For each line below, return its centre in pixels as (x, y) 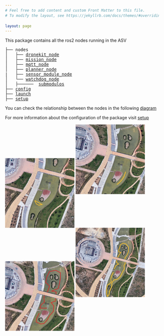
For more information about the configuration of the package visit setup (77, 118)
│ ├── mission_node (31, 60)
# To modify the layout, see (35, 15)
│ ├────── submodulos (35, 84)
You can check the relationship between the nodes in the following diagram (81, 108)
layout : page (18, 26)
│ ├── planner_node (31, 69)
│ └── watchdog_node (32, 79)
